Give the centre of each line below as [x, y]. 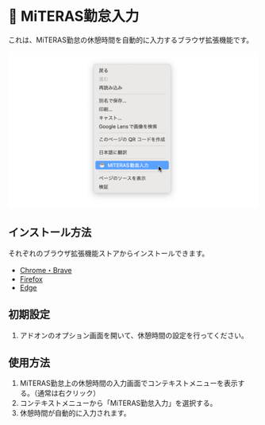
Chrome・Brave [46, 270]
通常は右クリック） [69, 393]
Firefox [31, 279]
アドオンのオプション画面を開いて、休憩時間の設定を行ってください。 [134, 335]
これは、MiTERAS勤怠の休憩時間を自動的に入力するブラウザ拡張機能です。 [131, 40]
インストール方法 [50, 233]
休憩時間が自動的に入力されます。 [75, 413]
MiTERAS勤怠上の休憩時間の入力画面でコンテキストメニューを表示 [129, 384]
